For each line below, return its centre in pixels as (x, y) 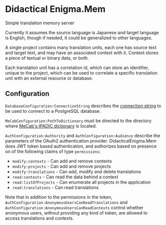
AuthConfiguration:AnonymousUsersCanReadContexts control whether (74, 208)
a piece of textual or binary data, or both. (47, 58)
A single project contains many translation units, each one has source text (81, 47)
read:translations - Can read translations (55, 187)
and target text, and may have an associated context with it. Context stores (82, 53)
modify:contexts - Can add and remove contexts (62, 161)
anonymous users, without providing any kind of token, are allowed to (77, 213)
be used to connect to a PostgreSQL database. (53, 111)
